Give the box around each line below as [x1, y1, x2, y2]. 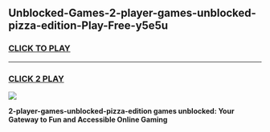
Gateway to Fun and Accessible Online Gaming [8, 114, 168, 124]
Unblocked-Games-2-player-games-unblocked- [8, 6, 257, 20]
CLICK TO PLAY [8, 43, 71, 54]
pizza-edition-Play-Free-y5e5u [8, 19, 169, 33]
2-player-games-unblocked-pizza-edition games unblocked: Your [8, 106, 235, 115]
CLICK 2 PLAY [8, 73, 64, 84]
